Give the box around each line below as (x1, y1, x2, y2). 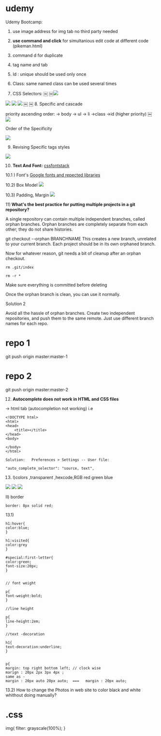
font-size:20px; (5, 564, 38, 568)
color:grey (5, 542, 28, 547)
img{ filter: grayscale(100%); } (5, 725, 66, 731)
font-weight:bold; (5, 593, 43, 598)
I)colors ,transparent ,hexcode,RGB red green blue (12, 474, 113, 480)
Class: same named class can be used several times (12, 81, 117, 86)
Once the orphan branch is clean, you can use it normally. (5, 291, 121, 297)
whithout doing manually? (5, 692, 57, 698)
